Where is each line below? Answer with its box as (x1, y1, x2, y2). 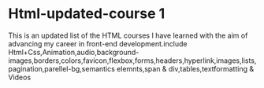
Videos (8, 72, 32, 82)
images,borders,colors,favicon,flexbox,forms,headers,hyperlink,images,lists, (8, 56, 257, 65)
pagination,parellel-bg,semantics (8, 64, 116, 73)
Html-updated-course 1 (8, 5, 165, 23)
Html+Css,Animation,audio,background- (8, 47, 139, 57)
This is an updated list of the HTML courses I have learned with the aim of (8, 31, 248, 40)
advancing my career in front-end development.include (8, 38, 188, 48)
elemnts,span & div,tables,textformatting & (117, 64, 255, 73)
